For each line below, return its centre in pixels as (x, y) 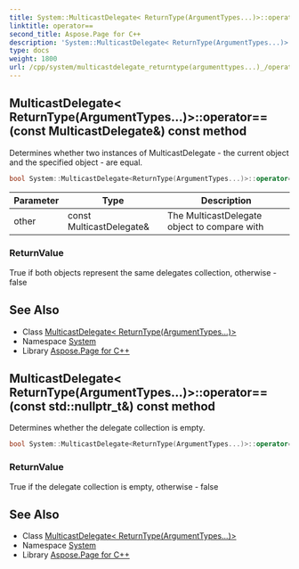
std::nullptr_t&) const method (132, 407)
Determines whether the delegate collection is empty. (107, 428)
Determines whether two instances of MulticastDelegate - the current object (149, 153)
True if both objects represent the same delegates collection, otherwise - (143, 272)
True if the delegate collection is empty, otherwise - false (114, 486)
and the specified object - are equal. (76, 162)
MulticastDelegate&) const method (148, 132)
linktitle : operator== (51, 26)
